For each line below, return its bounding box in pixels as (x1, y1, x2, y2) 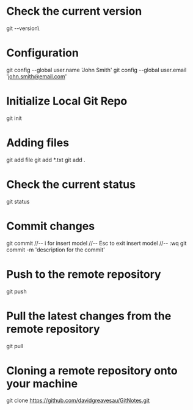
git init (6, 114, 23, 122)
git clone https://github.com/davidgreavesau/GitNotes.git (6, 397, 150, 404)
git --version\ (6, 24, 40, 32)
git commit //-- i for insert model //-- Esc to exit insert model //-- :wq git (6, 239, 187, 247)
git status (6, 198, 30, 205)
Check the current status (6, 177, 136, 191)
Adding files (6, 136, 69, 149)
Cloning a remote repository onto (6, 363, 178, 378)
